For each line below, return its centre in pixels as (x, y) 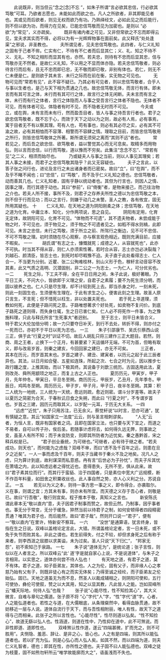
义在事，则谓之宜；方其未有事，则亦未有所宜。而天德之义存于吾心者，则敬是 (83, 491)
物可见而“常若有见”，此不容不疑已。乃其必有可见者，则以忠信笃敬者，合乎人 (83, 82)
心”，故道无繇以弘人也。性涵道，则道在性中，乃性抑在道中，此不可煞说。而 (82, 621)
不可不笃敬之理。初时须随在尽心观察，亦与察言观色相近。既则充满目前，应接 (83, 237)
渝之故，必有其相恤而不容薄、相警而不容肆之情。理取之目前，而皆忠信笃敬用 (83, 131)
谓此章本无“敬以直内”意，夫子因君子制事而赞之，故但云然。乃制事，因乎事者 (83, 503)
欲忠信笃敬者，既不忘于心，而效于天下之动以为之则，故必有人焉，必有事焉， (83, 119)
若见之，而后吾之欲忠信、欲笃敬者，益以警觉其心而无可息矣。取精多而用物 (81, 144)
